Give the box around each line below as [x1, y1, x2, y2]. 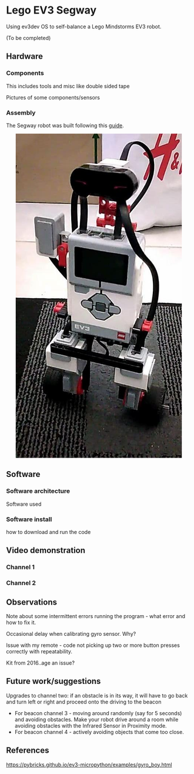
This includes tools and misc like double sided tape [6, 82, 130, 89]
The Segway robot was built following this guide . [6, 122, 125, 129]
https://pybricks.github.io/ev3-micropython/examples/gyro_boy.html [6, 761, 172, 768]
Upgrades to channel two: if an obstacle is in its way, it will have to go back [6, 692, 188, 699]
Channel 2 [6, 579, 36, 587]
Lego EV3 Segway [6, 4, 97, 17]
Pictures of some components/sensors [6, 94, 100, 101]
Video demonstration [6, 545, 86, 556]
